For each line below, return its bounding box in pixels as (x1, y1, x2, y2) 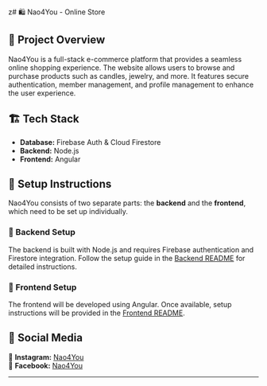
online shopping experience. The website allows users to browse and (8, 63, 235, 72)
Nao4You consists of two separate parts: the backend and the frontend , (8, 198, 246, 208)
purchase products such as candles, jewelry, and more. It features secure (8, 71, 250, 80)
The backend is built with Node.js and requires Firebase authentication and (8, 244, 254, 254)
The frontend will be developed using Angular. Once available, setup (8, 300, 232, 310)
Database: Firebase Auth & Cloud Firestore (19, 137, 161, 146)
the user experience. (8, 88, 76, 98)
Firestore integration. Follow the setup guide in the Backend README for (8, 253, 246, 263)
